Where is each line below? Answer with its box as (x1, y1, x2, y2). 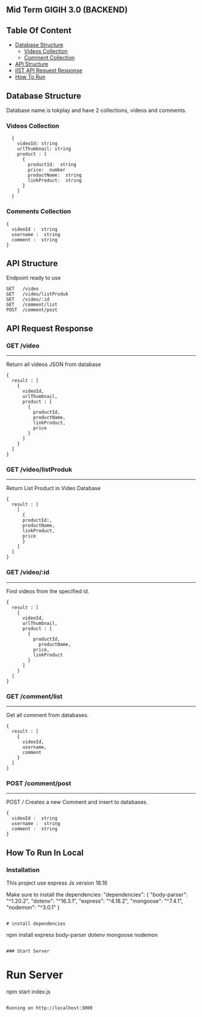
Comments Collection (6, 207, 71, 216)
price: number (28, 167, 66, 173)
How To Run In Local (6, 847, 84, 857)
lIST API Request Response (14, 67, 83, 74)
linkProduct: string (28, 178, 82, 184)
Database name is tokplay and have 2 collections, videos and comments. (6, 107, 187, 114)
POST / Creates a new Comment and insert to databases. (6, 798, 148, 806)
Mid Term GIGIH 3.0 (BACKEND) (6, 5, 128, 15)
